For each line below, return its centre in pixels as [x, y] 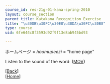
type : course [19, 28]
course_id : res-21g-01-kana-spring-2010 [48, 10]
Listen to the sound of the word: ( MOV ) [45, 62]
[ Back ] [12, 71]
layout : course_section [30, 14]
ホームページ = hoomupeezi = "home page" [50, 52]
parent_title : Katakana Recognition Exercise [53, 19]
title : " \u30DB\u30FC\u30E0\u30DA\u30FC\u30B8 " [55, 23]
